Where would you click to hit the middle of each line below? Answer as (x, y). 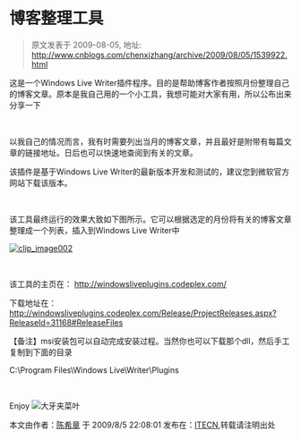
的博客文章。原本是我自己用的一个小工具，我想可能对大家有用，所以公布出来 (150, 94)
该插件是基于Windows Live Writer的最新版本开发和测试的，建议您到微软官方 (149, 172)
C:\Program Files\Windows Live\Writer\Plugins (94, 370)
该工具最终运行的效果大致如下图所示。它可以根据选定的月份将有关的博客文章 (150, 219)
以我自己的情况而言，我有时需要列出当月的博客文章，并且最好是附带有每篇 (146, 141)
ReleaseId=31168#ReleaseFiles (66, 322)
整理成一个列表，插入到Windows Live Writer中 (95, 230)
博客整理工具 (57, 18)
